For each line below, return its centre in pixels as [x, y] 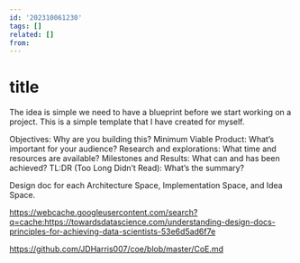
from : [19, 43]
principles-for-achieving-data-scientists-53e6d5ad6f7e [113, 231]
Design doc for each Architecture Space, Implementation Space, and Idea [146, 186]
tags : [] [26, 26]
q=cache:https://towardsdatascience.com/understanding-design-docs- [143, 222]
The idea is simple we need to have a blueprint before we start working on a [150, 113]
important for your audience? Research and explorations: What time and [143, 149]
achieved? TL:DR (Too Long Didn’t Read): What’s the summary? [127, 168]
